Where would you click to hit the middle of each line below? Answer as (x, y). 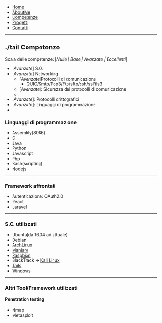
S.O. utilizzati (21, 224)
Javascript (22, 153)
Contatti (20, 28)
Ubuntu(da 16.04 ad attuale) (40, 234)
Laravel (19, 207)
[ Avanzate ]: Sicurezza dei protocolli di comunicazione (73, 89)
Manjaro (20, 250)
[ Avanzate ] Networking (35, 73)
